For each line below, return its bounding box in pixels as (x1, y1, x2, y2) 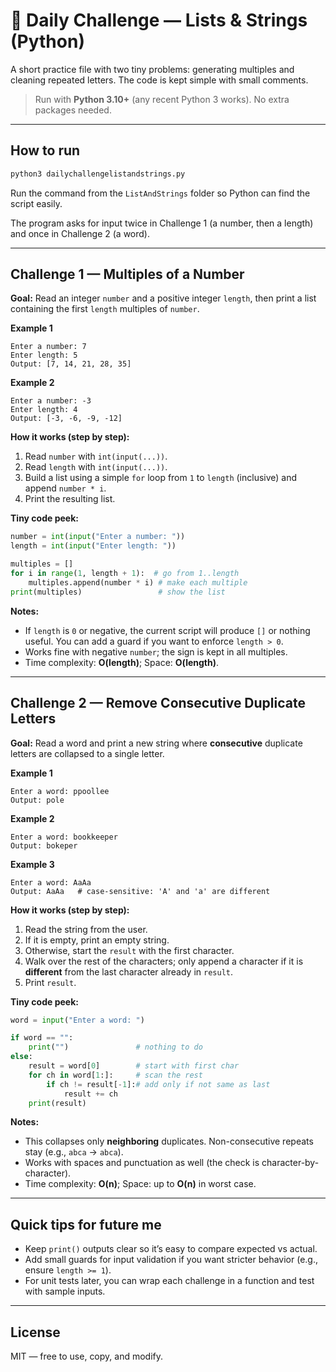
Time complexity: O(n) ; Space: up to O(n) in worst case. (24, 1178, 257, 1190)
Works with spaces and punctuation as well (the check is (24, 1157, 260, 1169)
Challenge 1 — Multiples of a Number (10, 266, 245, 283)
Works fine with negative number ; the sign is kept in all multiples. (24, 645, 288, 658)
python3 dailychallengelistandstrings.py (10, 169, 186, 179)
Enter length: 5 (10, 350, 78, 361)
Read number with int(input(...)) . (24, 450, 168, 463)
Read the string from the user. (24, 923, 148, 935)
